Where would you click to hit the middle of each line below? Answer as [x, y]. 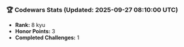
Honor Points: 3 [35, 32]
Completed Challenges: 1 [47, 37]
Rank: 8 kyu [30, 25]
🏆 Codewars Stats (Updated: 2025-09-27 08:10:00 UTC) [92, 10]
